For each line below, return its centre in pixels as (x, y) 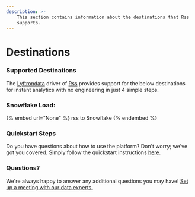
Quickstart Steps (31, 134)
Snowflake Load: (31, 105)
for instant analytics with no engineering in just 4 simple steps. (82, 90)
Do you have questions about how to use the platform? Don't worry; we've (97, 147)
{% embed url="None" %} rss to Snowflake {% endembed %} (82, 118)
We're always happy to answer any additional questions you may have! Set (97, 181)
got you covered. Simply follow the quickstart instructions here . (84, 152)
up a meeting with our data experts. (49, 187)
